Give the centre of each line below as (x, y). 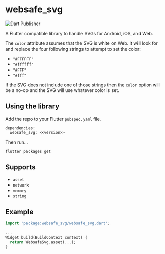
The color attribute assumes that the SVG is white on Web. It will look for (81, 43)
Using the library (32, 107)
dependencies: (20, 128)
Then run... (17, 142)
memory (20, 191)
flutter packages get (28, 151)
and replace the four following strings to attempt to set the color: (73, 49)
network (21, 185)
